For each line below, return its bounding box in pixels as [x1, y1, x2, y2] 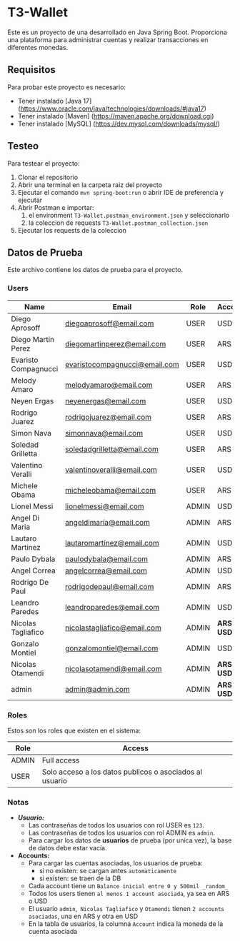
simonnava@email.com [65, 428, 144, 438]
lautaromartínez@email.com [65, 538, 159, 548]
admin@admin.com [65, 684, 130, 694]
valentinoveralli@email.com [65, 465, 157, 475]
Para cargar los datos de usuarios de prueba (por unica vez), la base [28, 836, 232, 845]
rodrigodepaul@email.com [65, 581, 154, 591]
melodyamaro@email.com [65, 380, 153, 390]
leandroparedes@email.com [65, 602, 160, 612]
